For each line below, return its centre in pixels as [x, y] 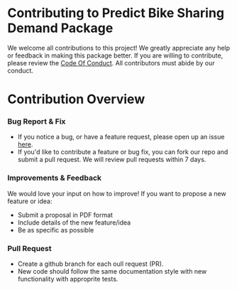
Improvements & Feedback [54, 178]
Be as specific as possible [56, 230]
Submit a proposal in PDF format [65, 215]
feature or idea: [30, 201]
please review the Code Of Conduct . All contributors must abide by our [111, 63]
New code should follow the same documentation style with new [112, 272]
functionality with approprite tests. [68, 279]
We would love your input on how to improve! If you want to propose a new [117, 193]
